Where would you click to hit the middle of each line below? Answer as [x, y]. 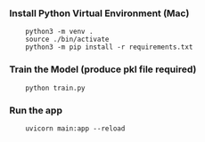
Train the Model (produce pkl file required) [103, 69]
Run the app [36, 110]
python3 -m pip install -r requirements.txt [109, 47]
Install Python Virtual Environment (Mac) [99, 13]
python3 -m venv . [59, 32]
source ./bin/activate [67, 39]
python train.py [56, 88]
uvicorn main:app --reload [75, 128]
